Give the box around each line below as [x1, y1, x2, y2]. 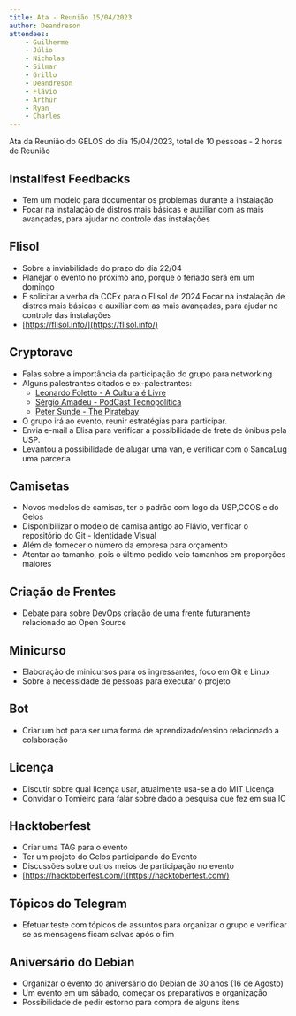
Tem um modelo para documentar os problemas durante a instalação [21, 194, 274, 205]
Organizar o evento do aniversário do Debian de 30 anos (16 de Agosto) [21, 978, 285, 989]
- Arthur [25, 95, 57, 105]
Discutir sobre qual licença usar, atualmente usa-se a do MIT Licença [21, 783, 275, 794]
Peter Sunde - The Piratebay [34, 406, 140, 416]
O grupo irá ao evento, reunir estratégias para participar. [21, 415, 228, 426]
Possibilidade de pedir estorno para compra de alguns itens [21, 997, 240, 1008]
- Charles [25, 112, 62, 120]
